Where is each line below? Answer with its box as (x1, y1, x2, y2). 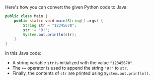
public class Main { (5, 14, 48, 19)
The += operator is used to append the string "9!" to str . (12, 65, 128, 71)
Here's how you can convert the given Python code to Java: (5, 4, 128, 10)
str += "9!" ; (23, 27, 50, 33)
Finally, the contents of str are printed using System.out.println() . (12, 70, 150, 76)
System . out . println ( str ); (23, 32, 77, 37)
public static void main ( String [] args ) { (14, 18, 103, 23)
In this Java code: (5, 50, 41, 56)
